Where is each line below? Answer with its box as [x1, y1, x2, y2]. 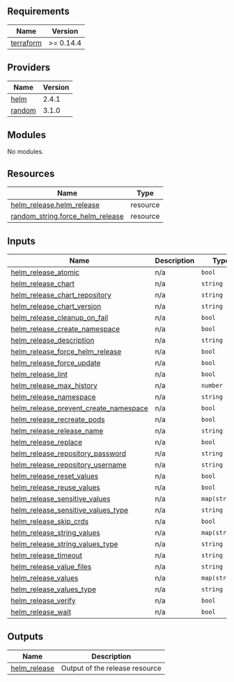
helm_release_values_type [10, 584, 96, 594]
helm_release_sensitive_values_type [10, 505, 129, 515]
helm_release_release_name [10, 426, 104, 436]
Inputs [7, 235, 36, 247]
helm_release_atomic [10, 268, 80, 277]
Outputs [7, 630, 44, 643]
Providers [7, 62, 51, 74]
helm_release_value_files [10, 562, 92, 572]
